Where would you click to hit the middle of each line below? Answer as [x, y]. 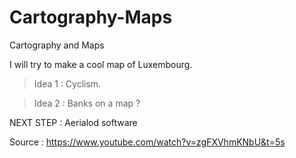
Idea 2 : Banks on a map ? [87, 103]
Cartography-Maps [91, 17]
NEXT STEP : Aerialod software [73, 122]
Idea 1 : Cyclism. [67, 83]
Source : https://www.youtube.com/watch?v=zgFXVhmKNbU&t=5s [147, 142]
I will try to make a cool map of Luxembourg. [101, 64]
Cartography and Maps [57, 45]
